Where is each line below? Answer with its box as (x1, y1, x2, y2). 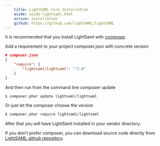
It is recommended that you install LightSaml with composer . (5, 34, 127, 40)
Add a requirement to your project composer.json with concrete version (5, 43, 149, 49)
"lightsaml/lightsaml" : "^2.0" (22, 66, 86, 71)
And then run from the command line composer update (5, 84, 116, 90)
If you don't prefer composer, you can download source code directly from (5, 130, 155, 136)
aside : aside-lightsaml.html (14, 12, 73, 17)
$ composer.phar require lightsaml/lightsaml (5, 112, 99, 117)
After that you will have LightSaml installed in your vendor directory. (5, 121, 141, 127)
